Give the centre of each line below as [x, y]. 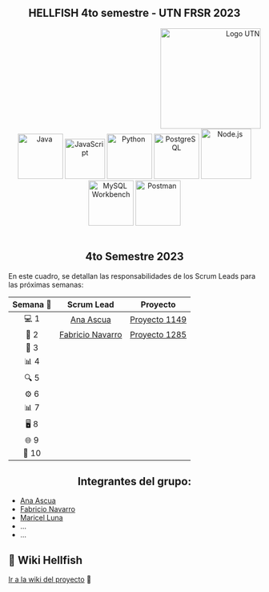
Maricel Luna [41, 518]
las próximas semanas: [46, 284]
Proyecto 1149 [158, 320]
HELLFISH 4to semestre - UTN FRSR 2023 [134, 13]
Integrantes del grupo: [134, 482]
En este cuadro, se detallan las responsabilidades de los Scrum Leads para [132, 276]
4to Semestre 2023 [134, 257]
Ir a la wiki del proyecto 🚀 [50, 580]
